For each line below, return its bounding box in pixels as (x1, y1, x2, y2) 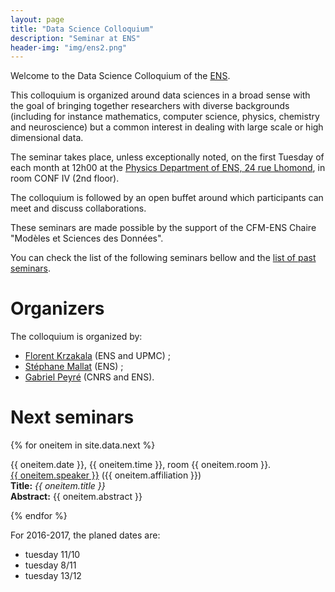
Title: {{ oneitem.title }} (10, 480, 106, 492)
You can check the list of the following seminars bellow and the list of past (10, 252, 317, 264)
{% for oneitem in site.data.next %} (10, 439, 156, 451)
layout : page (10, 14, 65, 25)
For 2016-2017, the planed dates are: (10, 529, 161, 541)
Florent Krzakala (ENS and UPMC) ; (24, 350, 171, 362)
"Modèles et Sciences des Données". (10, 232, 164, 245)
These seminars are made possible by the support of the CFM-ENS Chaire (10, 222, 317, 234)
